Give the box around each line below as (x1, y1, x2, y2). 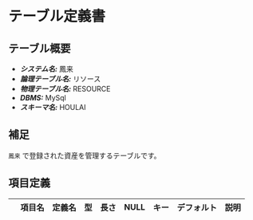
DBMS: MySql (19, 93, 66, 102)
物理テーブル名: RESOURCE (19, 84, 111, 93)
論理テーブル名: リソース (19, 74, 101, 84)
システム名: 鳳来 (19, 65, 73, 73)
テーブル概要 (8, 41, 71, 55)
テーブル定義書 (8, 7, 106, 26)
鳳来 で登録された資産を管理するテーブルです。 (8, 151, 161, 160)
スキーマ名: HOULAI (19, 103, 86, 112)
